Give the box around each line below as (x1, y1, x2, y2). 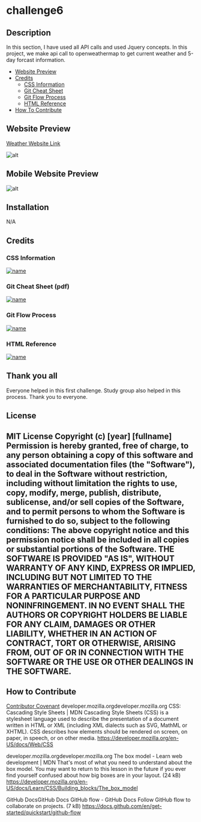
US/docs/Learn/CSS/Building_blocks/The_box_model (6, 785, 138, 792)
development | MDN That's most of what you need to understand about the (6, 759, 193, 766)
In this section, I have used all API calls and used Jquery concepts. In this (6, 43, 188, 51)
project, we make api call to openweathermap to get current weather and (6, 50, 187, 57)
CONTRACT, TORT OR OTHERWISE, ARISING (6, 638, 176, 648)
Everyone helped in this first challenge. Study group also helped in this (6, 386, 181, 394)
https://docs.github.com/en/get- (82, 803, 162, 810)
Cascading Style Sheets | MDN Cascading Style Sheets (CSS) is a (6, 709, 169, 716)
